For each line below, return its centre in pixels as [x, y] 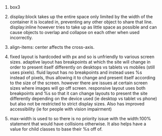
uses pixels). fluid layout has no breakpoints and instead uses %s [76, 72]
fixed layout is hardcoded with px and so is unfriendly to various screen [82, 57]
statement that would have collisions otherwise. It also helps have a [78, 124]
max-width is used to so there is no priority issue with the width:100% [80, 119]
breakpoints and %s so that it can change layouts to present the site [79, 93]
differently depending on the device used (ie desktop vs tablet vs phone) [83, 99]
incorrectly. [21, 37]
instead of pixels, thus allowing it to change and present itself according [82, 78]
